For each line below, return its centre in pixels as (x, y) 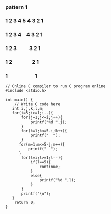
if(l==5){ (41, 162)
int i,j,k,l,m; (28, 108)
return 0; (25, 202)
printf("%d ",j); (49, 122)
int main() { (19, 100)
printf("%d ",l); (58, 180)
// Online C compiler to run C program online (55, 86)
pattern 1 (17, 7)
